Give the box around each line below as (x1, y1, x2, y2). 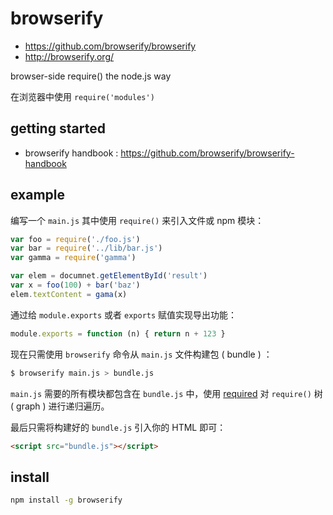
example (10, 187, 66, 204)
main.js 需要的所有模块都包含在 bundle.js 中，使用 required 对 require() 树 (10, 387, 323, 399)
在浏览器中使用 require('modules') (10, 90, 155, 102)
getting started (10, 120, 106, 137)
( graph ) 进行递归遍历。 (10, 400, 110, 412)
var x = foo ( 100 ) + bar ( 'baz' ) (10, 280, 141, 291)
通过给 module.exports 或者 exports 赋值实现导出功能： (10, 308, 238, 321)
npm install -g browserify (10, 495, 123, 506)
